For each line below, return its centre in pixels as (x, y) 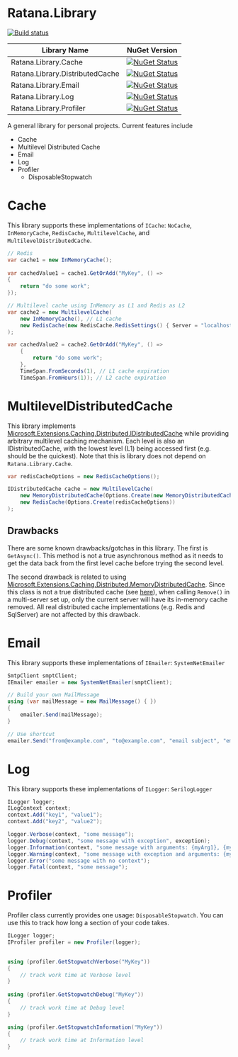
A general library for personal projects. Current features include (100, 125)
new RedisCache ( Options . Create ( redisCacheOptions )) (98, 502)
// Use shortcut (31, 734)
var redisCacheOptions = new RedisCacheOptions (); (84, 476)
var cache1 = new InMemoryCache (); (60, 260)
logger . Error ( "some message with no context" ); (79, 861)
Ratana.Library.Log (42, 96)
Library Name (65, 50)
